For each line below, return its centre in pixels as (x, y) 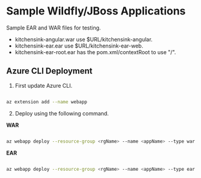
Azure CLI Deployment (49, 71)
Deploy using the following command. (62, 113)
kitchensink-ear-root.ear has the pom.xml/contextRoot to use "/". (95, 52)
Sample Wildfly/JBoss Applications (96, 11)
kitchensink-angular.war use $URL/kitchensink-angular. (84, 39)
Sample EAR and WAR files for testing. (54, 28)
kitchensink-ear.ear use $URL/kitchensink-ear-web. (79, 46)
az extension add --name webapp (47, 102)
